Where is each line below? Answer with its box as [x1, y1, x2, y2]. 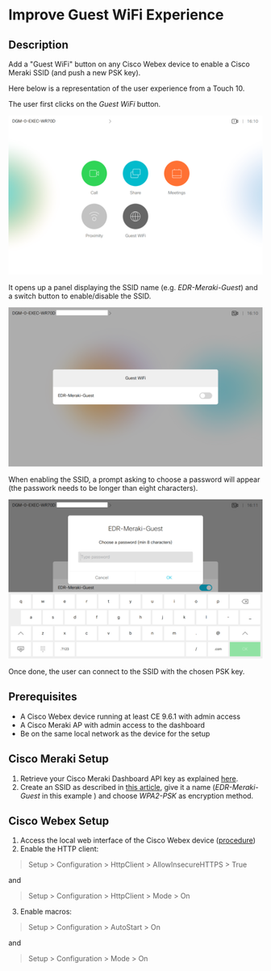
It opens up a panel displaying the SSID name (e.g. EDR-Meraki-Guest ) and [8, 283, 258, 292]
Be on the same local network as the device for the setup [19, 728, 211, 738]
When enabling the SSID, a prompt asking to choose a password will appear [8, 475, 261, 484]
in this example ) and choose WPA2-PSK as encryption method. [41, 791, 254, 800]
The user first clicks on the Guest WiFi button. [8, 99, 161, 108]
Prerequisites [8, 690, 77, 704]
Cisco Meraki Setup [8, 752, 109, 766]
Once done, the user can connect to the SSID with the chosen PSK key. [8, 667, 245, 676]
